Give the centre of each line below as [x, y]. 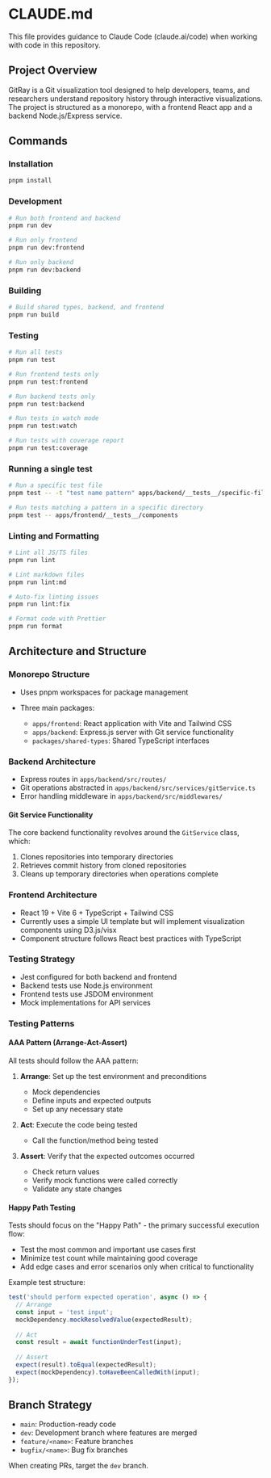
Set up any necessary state [77, 1109]
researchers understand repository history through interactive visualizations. [135, 99]
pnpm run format [35, 627]
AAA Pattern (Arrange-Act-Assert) [68, 1043]
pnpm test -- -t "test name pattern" [72, 493]
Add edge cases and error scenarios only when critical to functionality [137, 1267]
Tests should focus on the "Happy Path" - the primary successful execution [134, 1225]
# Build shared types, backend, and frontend [86, 308]
